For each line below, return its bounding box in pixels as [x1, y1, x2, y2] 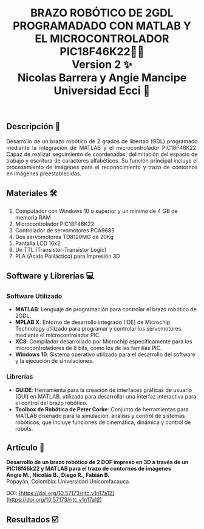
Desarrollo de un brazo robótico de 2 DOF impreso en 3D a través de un [6, 459, 189, 466]
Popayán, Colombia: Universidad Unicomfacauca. [6, 478, 131, 485]
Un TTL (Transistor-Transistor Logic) [15, 246, 107, 253]
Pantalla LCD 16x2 [15, 240, 61, 247]
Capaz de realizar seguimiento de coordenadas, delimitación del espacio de [6, 150, 198, 158]
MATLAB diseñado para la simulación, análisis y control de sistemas [15, 412, 185, 419]
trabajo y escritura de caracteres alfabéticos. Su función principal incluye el [6, 157, 198, 164]
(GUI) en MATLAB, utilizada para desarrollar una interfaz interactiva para [15, 393, 197, 400]
